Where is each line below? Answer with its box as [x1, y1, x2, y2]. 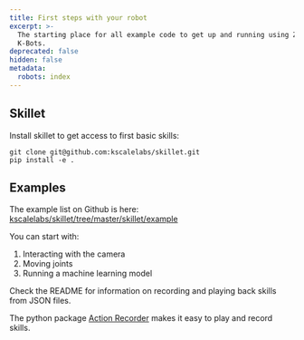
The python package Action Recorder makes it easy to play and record [9, 313, 273, 324]
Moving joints [22, 258, 73, 269]
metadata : [9, 64, 47, 73]
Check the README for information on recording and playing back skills [9, 286, 277, 296]
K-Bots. [17, 38, 47, 48]
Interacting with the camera [22, 248, 126, 259]
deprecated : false [9, 47, 79, 56]
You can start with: [9, 231, 80, 242]
